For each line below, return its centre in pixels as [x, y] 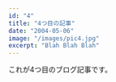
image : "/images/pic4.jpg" [54, 38]
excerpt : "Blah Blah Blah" [54, 46]
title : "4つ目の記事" [42, 23]
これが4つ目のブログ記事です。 [60, 70]
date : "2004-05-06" [41, 31]
